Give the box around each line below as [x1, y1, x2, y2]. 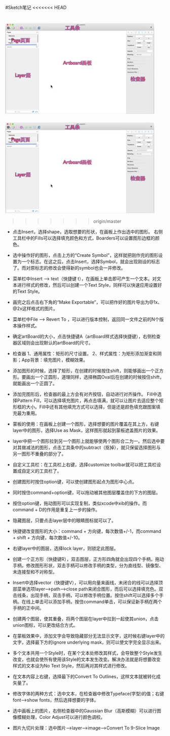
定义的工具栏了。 [26, 467, 62, 474]
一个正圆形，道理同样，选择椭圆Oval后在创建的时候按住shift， [34, 374, 164, 380]
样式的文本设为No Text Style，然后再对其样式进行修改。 [12, 662, 130, 668]
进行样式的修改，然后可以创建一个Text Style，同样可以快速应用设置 [17, 282, 158, 288]
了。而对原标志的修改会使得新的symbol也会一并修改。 [12, 264, 125, 271]
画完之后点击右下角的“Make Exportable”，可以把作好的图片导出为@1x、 [12, 299, 162, 305]
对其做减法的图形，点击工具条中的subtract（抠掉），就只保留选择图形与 [12, 444, 161, 450]
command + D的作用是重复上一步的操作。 [12, 507, 100, 513]
